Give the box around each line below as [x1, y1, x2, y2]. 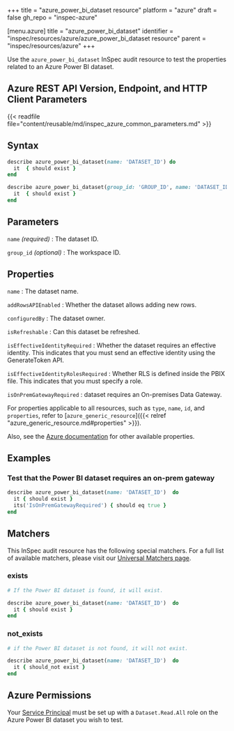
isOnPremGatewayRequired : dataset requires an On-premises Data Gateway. [7, 390, 222, 398]
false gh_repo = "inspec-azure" [7, 13, 97, 22]
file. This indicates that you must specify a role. [7, 377, 143, 385]
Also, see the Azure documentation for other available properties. [7, 432, 195, 440]
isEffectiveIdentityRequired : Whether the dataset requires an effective [7, 341, 217, 349]
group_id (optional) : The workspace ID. [7, 248, 121, 257]
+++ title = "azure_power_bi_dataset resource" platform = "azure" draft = [7, 6, 217, 14]
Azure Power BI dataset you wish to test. [7, 715, 124, 724]
